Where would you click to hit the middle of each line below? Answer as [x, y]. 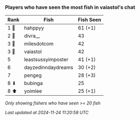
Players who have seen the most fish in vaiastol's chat [70, 7]
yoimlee [33, 91]
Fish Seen [90, 20]
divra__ [32, 36]
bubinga [33, 83]
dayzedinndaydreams [49, 68]
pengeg [33, 75]
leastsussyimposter [46, 60]
